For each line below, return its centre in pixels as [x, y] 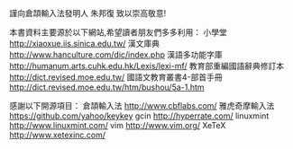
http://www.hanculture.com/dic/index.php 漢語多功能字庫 [116, 55]
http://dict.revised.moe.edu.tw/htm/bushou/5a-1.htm [107, 87]
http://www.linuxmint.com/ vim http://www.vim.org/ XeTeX [118, 125]
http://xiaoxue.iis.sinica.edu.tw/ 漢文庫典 [85, 44]
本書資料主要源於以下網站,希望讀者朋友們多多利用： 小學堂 [118, 32]
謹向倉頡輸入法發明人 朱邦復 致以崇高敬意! [88, 13]
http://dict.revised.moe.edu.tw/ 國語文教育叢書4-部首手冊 [116, 77]
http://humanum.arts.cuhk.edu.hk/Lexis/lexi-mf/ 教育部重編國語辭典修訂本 [147, 66]
